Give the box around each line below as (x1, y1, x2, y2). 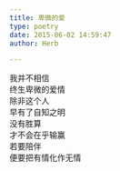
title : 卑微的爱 (9, 13, 65, 23)
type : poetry (9, 22, 59, 31)
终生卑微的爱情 (9, 84, 65, 96)
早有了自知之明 (9, 106, 65, 118)
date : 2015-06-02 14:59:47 (9, 30, 112, 39)
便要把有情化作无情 (9, 152, 82, 164)
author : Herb (9, 38, 59, 48)
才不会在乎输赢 (9, 129, 65, 141)
